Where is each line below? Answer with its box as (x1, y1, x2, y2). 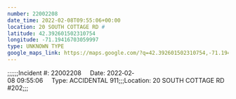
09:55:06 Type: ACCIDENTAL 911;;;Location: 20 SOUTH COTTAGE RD (16, 76, 225, 84)
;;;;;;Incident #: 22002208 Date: (7, 68, 105, 77)
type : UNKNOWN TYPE (7, 43, 65, 50)
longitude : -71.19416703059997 (7, 37, 99, 44)
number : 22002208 (7, 10, 58, 18)
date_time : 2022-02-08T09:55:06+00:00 (7, 17, 121, 24)
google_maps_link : (7, 50, 61, 57)
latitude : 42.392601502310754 (7, 29, 96, 37)
